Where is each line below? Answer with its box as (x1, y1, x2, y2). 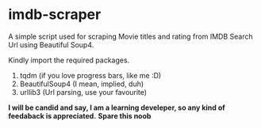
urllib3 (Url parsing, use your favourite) (19, 87, 148, 96)
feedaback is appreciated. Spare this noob (8, 111, 152, 120)
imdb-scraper (8, 6, 102, 24)
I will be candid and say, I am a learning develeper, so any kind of (8, 103, 226, 112)
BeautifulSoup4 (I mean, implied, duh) (19, 79, 144, 88)
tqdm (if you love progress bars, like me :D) (19, 70, 162, 80)
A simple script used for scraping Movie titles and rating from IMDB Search (8, 32, 253, 41)
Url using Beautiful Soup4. (8, 40, 94, 49)
